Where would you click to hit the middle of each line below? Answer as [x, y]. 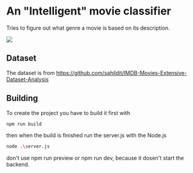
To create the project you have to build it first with [68, 113]
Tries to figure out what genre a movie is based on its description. [88, 28]
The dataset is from [31, 73]
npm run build [24, 124]
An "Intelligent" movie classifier [89, 11]
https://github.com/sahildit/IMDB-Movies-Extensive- [122, 73]
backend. [18, 165]
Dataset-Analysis [28, 79]
